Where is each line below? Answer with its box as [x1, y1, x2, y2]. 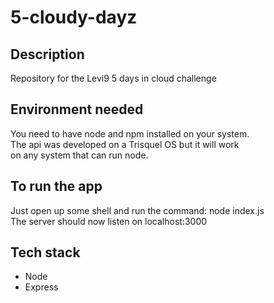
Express [24, 281, 59, 293]
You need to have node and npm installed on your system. [10, 127, 250, 140]
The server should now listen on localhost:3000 [10, 215, 208, 227]
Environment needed [10, 101, 144, 118]
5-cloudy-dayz [10, 6, 138, 29]
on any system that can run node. [10, 149, 149, 161]
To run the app [10, 178, 103, 195]
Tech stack [10, 244, 81, 261]
